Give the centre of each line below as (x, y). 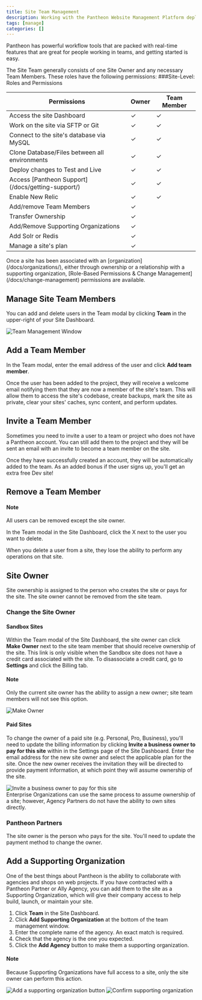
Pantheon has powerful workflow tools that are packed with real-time (92, 46)
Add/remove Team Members (50, 207)
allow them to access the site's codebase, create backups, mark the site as (99, 396)
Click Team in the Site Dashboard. (57, 913)
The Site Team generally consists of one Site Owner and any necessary (95, 70)
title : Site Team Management (43, 12)
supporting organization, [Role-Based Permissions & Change (81, 273)
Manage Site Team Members (61, 299)
